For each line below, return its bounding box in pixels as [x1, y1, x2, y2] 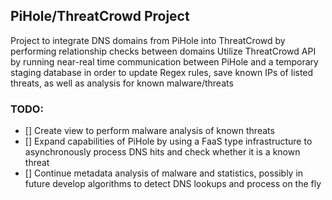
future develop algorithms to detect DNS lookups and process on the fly [24, 178, 322, 190]
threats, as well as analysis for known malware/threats [10, 77, 234, 89]
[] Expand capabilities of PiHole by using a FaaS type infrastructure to [24, 135, 313, 148]
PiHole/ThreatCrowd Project [10, 8, 190, 25]
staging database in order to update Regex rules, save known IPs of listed [10, 66, 314, 78]
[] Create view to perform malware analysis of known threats [24, 125, 275, 137]
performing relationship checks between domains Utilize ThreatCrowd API [10, 45, 317, 57]
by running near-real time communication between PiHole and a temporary [10, 55, 319, 68]
